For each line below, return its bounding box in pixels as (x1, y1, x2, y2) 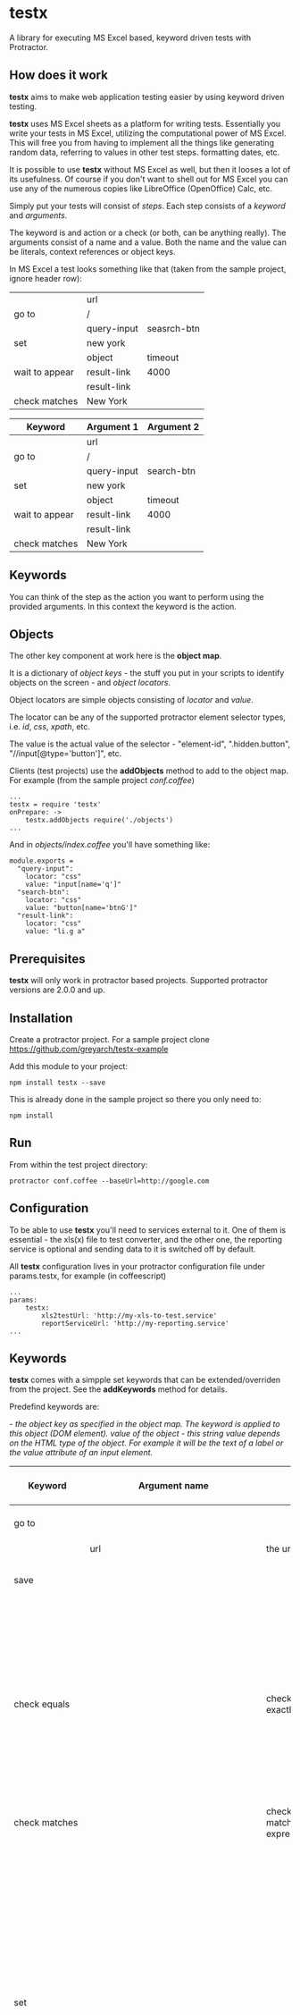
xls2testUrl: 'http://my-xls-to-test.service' (41, 1311, 218, 1320)
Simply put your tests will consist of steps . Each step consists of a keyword (9, 200, 286, 211)
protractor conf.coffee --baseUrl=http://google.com (9, 1176, 210, 1185)
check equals (13, 1698, 71, 1710)
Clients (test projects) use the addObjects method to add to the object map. (9, 765, 288, 776)
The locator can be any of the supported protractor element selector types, (9, 712, 286, 722)
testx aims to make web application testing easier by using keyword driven (9, 91, 285, 102)
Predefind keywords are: (9, 1402, 100, 1412)
